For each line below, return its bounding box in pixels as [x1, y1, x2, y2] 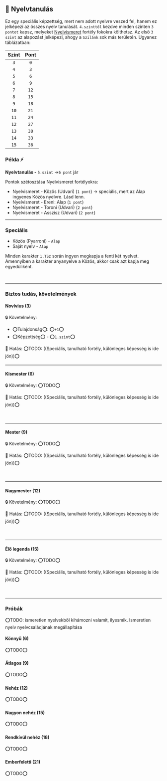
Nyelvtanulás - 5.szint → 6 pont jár [5, 169, 79, 175]
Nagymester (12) [5, 487, 41, 494]
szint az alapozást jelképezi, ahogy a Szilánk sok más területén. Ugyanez [5, 34, 157, 40]
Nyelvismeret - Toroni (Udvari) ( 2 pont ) [12, 204, 93, 210]
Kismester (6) [5, 371, 34, 377]
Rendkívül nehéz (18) [5, 734, 50, 741]
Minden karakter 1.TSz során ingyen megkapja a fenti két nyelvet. [5, 253, 139, 259]
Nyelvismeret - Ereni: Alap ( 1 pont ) [12, 199, 84, 205]
